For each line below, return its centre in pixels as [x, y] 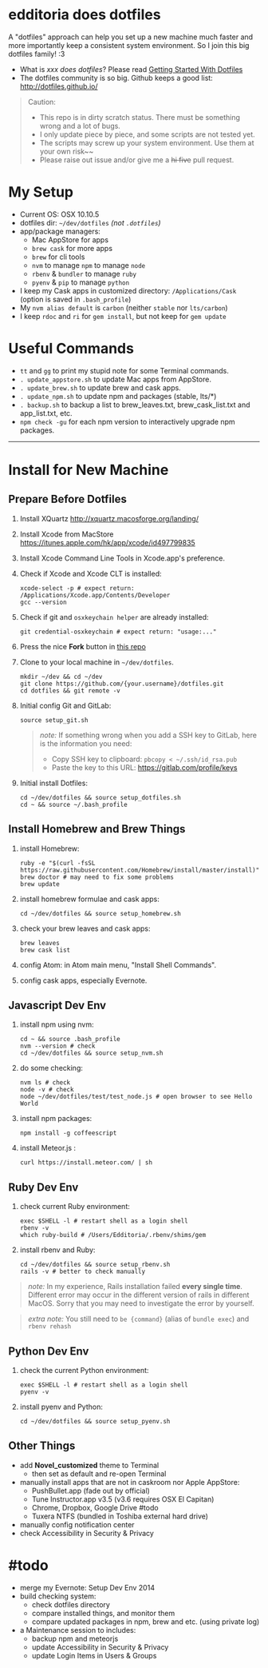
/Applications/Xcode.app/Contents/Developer [95, 595]
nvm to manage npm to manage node [89, 265]
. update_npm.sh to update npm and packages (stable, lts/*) [118, 396]
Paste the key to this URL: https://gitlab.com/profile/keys [144, 767]
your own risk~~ [67, 151]
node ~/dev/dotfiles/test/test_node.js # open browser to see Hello [136, 1097]
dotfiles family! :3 [37, 54]
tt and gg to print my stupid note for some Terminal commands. [124, 370]
